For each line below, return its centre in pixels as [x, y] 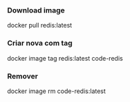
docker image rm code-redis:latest [56, 91]
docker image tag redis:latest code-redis [65, 58]
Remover [22, 76]
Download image [36, 10]
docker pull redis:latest [40, 25]
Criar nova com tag [40, 43]
